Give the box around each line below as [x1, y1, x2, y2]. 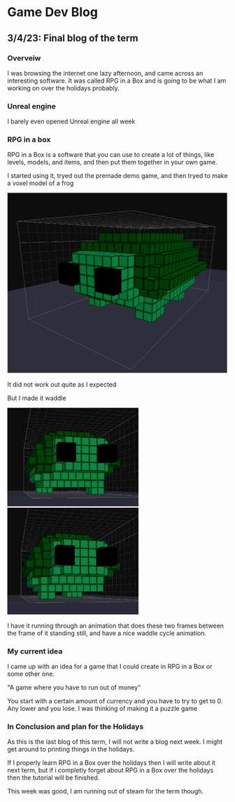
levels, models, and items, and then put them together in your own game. [7, 158, 218, 167]
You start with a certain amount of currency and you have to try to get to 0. [7, 696, 223, 705]
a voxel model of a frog [7, 179, 74, 188]
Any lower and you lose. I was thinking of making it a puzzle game [7, 704, 198, 712]
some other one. [7, 670, 55, 678]
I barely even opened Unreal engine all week [7, 117, 136, 126]
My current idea [7, 646, 63, 656]
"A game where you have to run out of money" [7, 683, 141, 691]
